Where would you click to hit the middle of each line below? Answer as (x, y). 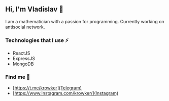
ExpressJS (24, 59)
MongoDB (23, 64)
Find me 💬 (18, 77)
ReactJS (21, 53)
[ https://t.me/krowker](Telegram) (47, 88)
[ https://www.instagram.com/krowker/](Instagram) (65, 93)
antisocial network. (25, 27)
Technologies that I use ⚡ (37, 40)
